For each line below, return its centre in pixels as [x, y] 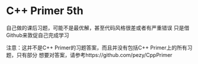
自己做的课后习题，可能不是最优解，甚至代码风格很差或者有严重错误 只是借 [98, 28]
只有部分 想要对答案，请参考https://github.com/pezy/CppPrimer [95, 55]
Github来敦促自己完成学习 [38, 35]
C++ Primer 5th [45, 11]
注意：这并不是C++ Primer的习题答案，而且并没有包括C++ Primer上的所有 [97, 48]
